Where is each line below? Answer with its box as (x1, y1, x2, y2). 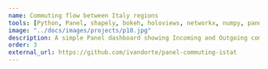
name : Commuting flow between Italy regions (8, 11, 159, 20)
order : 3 (8, 41, 37, 49)
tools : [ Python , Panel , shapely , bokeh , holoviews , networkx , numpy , (8, 19, 245, 27)
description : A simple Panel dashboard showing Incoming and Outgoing (8, 33, 248, 42)
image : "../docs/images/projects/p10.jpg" (8, 26, 152, 34)
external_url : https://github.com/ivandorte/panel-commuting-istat (8, 48, 238, 56)
